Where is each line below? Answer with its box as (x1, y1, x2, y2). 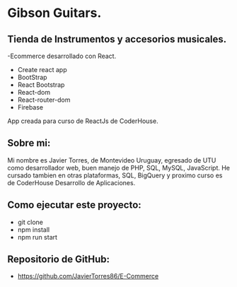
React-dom (17, 88, 51, 96)
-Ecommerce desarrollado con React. (7, 52, 117, 60)
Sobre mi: (7, 137, 51, 149)
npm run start (17, 233, 58, 241)
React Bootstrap (17, 81, 65, 89)
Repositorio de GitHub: (7, 253, 110, 266)
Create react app (17, 66, 67, 74)
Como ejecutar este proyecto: (7, 199, 141, 211)
